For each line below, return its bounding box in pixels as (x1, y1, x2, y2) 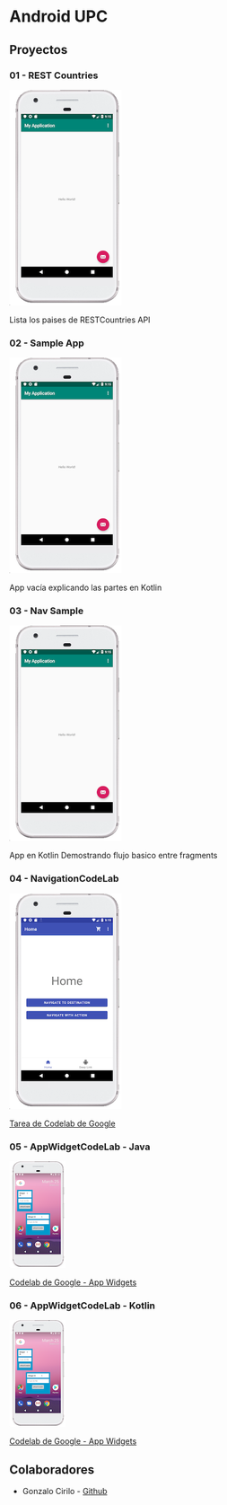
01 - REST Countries (9, 69, 99, 82)
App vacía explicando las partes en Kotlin (9, 582, 162, 594)
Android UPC (9, 6, 109, 27)
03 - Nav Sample (9, 604, 83, 617)
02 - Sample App (9, 337, 85, 349)
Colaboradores (9, 1462, 95, 1477)
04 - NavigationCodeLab (9, 873, 119, 885)
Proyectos (9, 42, 68, 57)
